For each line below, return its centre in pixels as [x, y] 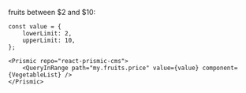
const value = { [35, 27]
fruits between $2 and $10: [52, 12]
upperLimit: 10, [49, 40]
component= [220, 68]
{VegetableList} [35, 75]
